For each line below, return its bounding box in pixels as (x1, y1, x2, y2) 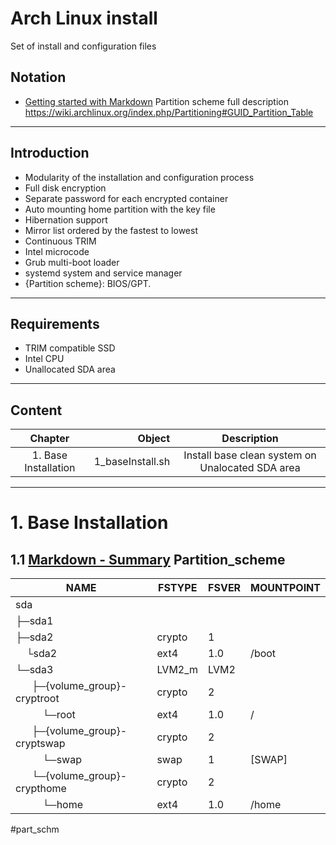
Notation (10, 69, 67, 86)
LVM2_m (156, 663, 199, 677)
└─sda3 (15, 663, 54, 677)
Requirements (10, 315, 100, 332)
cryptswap (15, 737, 66, 751)
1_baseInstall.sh (93, 455, 171, 469)
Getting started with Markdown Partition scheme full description (24, 95, 289, 107)
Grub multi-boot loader (24, 256, 120, 268)
